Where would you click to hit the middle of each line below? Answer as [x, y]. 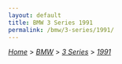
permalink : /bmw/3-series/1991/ [61, 30]
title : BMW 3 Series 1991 [50, 23]
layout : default [35, 15]
